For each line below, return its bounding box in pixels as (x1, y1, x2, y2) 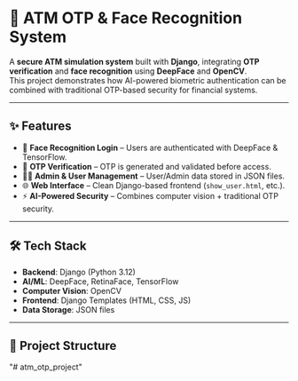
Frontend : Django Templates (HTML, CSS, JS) (21, 295, 192, 306)
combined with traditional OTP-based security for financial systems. (9, 84, 258, 95)
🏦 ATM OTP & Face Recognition (9, 8, 242, 28)
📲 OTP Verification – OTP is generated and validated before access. (21, 161, 272, 171)
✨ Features (9, 119, 72, 134)
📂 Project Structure (9, 337, 117, 353)
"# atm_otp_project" (9, 361, 82, 372)
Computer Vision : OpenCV (21, 285, 122, 296)
